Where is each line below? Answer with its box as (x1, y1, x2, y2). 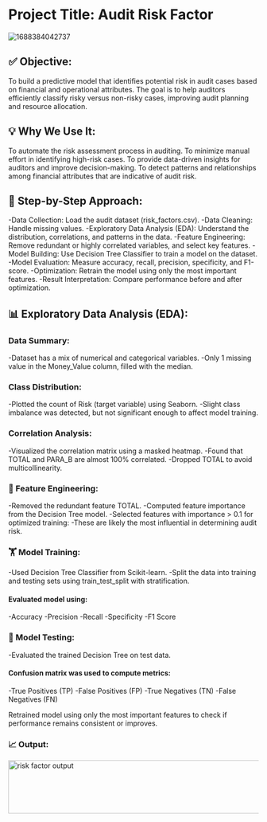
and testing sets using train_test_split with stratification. (8, 576, 190, 586)
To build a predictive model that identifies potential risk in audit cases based (8, 76, 257, 85)
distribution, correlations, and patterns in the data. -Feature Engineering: (8, 233, 246, 242)
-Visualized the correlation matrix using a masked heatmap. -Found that (8, 446, 244, 456)
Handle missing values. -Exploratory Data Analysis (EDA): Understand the (8, 224, 250, 233)
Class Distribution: (8, 381, 82, 392)
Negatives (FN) (8, 695, 58, 704)
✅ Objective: (8, 55, 72, 68)
